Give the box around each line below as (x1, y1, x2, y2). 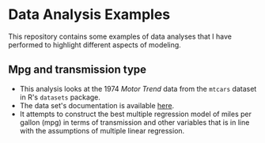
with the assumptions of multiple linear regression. (19, 126, 185, 135)
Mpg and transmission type (8, 63, 147, 77)
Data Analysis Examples (8, 6, 171, 24)
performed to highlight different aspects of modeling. (8, 40, 182, 49)
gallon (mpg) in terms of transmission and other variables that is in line (19, 117, 250, 127)
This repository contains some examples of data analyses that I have (8, 32, 232, 41)
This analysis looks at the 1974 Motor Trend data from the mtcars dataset (19, 84, 257, 93)
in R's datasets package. (19, 92, 101, 102)
